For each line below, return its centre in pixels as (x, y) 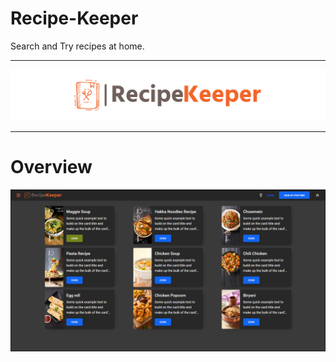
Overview (51, 167)
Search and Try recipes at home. (77, 46)
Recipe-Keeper (74, 18)
